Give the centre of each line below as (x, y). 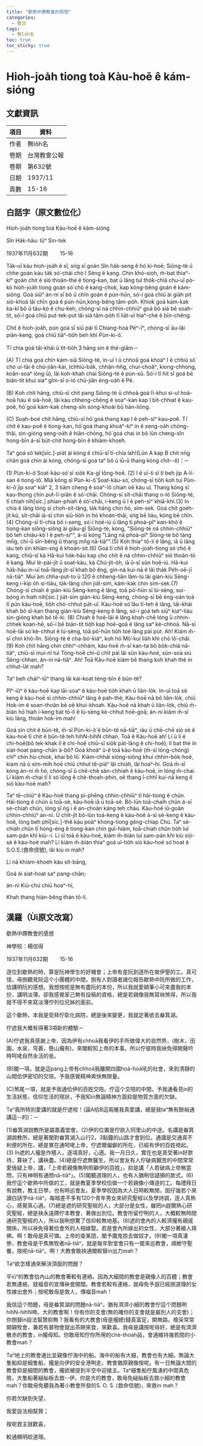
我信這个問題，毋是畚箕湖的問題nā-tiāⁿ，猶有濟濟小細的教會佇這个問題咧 (97, 1304)
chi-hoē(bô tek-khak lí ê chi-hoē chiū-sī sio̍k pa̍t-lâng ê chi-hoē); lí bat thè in (101, 743)
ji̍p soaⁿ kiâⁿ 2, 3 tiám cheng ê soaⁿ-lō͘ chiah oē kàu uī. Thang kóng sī (103, 487)
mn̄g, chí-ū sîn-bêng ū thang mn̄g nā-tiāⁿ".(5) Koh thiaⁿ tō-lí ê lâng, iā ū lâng (101, 541)
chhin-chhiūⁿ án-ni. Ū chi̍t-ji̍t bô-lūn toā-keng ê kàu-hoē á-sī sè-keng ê (95, 815)
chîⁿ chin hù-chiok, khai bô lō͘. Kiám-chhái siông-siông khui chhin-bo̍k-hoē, (100, 757)
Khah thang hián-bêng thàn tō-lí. (47, 897)
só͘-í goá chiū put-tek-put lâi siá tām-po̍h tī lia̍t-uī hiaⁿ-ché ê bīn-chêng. (103, 315)
